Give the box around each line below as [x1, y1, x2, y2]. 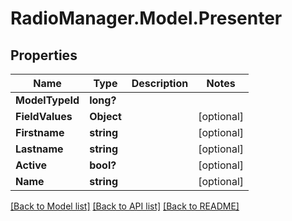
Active [15, 158, 48, 172]
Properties [10, 47, 78, 64]
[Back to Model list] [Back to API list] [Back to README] [10, 200, 240, 212]
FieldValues [15, 110, 73, 123]
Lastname [15, 142, 64, 156]
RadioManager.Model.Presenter [10, 7, 283, 30]
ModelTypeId [15, 93, 80, 107]
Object [89, 110, 122, 123]
